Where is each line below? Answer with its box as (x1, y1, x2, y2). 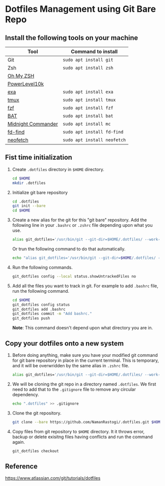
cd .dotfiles (12, 199, 39, 204)
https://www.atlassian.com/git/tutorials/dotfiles (5, 475, 101, 481)
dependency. (12, 391, 39, 397)
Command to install (70, 48, 118, 55)
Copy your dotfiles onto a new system (5, 339, 124, 347)
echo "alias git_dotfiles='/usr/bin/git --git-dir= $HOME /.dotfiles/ (12, 255, 156, 261)
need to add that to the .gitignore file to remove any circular (12, 386, 136, 392)
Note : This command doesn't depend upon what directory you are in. (12, 325, 153, 331)
